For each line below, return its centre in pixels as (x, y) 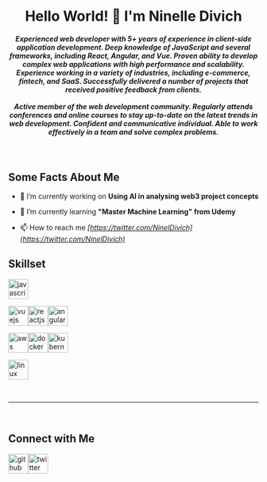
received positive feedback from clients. (133, 89)
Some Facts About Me (64, 177)
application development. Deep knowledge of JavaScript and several (133, 47)
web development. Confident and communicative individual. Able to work (133, 123)
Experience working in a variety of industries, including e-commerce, (133, 72)
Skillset (27, 264)
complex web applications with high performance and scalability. (133, 64)
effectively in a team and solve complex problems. (133, 131)
